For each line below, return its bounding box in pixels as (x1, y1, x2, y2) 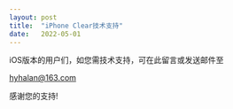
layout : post (9, 12, 58, 22)
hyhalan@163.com (9, 73, 77, 83)
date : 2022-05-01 (9, 29, 82, 38)
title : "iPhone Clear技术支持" (9, 21, 124, 30)
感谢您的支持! (9, 90, 59, 102)
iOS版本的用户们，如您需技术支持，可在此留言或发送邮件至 (9, 55, 224, 66)
